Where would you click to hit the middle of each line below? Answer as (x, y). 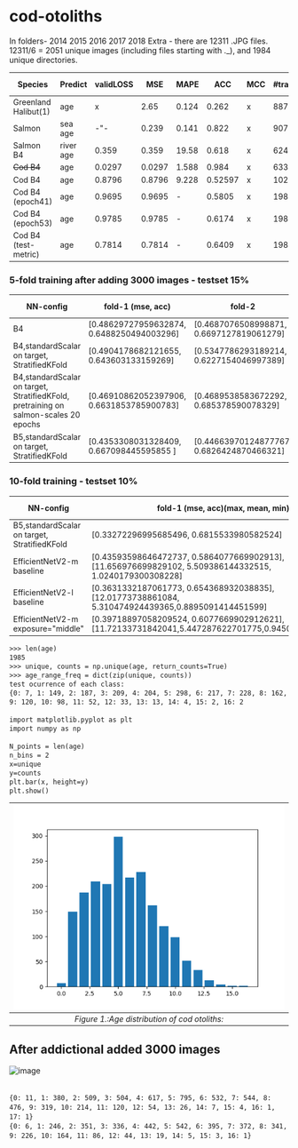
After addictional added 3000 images (115, 1049)
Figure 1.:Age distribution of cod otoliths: (149, 1018)
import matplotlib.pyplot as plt (71, 720)
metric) (26, 254)
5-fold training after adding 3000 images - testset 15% (129, 280)
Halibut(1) (31, 111)
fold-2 (243, 307)
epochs (27, 425)
